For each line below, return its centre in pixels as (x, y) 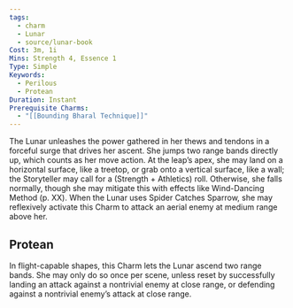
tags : (19, 17)
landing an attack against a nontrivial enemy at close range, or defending (142, 284)
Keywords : (27, 75)
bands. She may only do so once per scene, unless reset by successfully (143, 274)
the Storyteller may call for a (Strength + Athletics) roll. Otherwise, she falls (146, 179)
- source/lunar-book (55, 42)
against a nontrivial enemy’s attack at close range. (100, 294)
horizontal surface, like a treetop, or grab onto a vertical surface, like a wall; (147, 170)
